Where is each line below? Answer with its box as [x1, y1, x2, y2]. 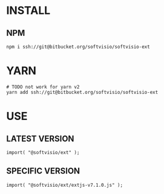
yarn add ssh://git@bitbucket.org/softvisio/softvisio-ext [6, 89, 159, 95]
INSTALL [6, 4, 51, 18]
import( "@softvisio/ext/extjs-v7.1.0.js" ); [6, 182, 123, 188]
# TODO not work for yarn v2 [6, 84, 80, 90]
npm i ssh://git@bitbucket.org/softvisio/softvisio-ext [6, 44, 150, 50]
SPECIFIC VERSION [6, 166, 80, 176]
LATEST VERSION [6, 133, 74, 144]
